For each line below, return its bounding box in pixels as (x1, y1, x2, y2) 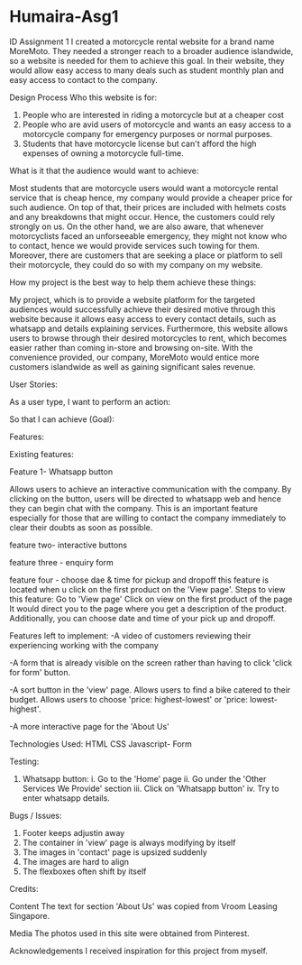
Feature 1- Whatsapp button (9, 466, 114, 477)
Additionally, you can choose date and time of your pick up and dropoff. (9, 612, 276, 623)
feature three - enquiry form (9, 556, 114, 567)
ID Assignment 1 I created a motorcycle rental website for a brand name (9, 36, 275, 47)
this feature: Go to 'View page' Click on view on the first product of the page (9, 593, 293, 604)
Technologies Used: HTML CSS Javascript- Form (9, 738, 192, 749)
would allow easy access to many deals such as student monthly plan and (9, 65, 284, 76)
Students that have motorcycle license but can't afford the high (22, 138, 257, 149)
